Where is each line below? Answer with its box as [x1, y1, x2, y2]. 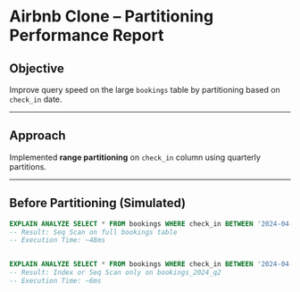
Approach [9, 128, 66, 144]
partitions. [9, 161, 47, 171]
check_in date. [9, 94, 62, 104]
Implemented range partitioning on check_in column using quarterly [9, 152, 262, 163]
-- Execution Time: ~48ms [9, 236, 105, 245]
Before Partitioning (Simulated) [9, 196, 186, 211]
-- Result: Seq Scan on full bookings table [9, 228, 178, 237]
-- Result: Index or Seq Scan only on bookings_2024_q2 [9, 268, 221, 278]
